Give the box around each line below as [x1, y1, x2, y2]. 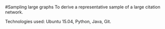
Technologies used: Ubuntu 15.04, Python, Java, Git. [5, 19, 111, 24]
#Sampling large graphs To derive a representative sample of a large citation [5, 4, 161, 10]
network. [5, 9, 24, 15]
